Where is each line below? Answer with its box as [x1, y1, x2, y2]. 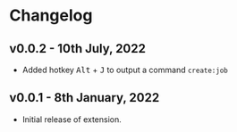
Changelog [9, 5, 93, 26]
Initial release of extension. [21, 113, 123, 125]
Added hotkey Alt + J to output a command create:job [21, 64, 228, 75]
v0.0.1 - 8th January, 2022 [9, 90, 160, 105]
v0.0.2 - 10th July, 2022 [9, 41, 146, 56]
